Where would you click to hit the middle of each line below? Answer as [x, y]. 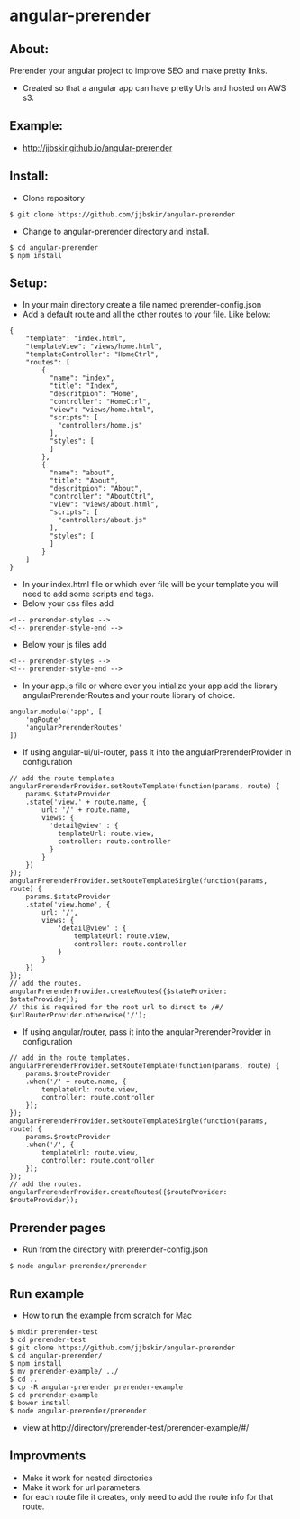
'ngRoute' [44, 720]
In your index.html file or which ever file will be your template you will [150, 585]
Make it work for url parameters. [82, 1487]
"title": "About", [84, 481]
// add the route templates [62, 778]
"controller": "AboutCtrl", [102, 497]
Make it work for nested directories [87, 1478]
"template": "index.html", [76, 339]
